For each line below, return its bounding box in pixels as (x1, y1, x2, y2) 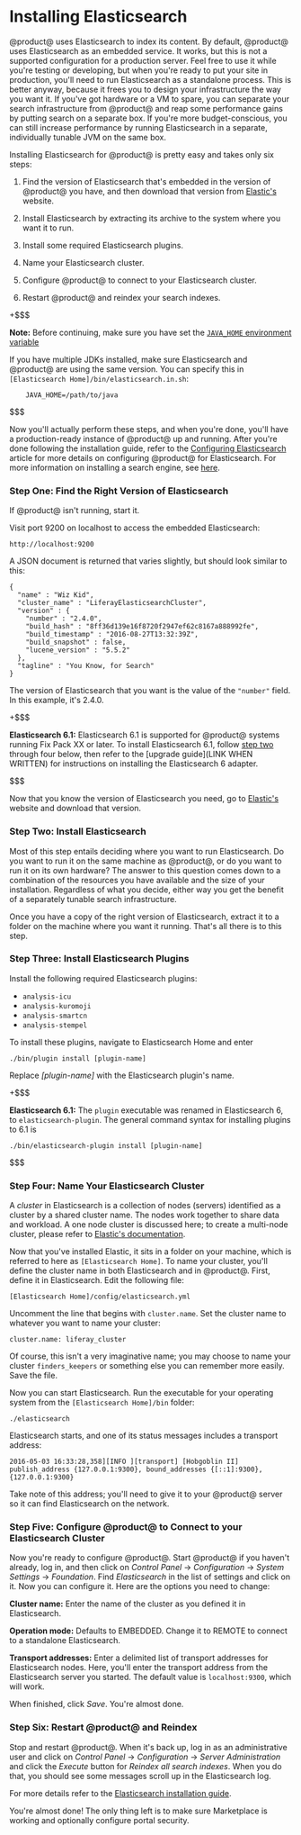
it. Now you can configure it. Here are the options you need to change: (9, 1581, 270, 1592)
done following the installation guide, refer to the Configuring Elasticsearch (9, 443, 287, 454)
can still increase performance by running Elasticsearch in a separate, (9, 122, 268, 132)
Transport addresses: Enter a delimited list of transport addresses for (9, 1652, 269, 1663)
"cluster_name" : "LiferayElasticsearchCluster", (17, 599, 207, 608)
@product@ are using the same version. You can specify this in (9, 363, 244, 375)
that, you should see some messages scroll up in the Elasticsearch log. (9, 1770, 271, 1781)
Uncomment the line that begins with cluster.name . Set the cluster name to (9, 1308, 287, 1319)
